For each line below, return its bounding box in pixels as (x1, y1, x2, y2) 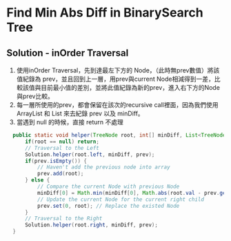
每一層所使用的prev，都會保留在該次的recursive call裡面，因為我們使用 (16, 101, 219, 108)
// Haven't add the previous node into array (37, 164, 170, 171)
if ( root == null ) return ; (24, 138, 99, 145)
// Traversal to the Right (24, 215, 103, 222)
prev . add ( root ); (37, 171, 84, 177)
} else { (24, 177, 50, 184)
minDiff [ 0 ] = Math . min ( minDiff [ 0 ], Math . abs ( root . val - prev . (37, 189, 220, 196)
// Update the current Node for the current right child (37, 195, 205, 203)
